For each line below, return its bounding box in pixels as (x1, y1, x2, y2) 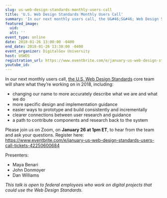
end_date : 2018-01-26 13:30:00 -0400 (5, 44, 83, 49)
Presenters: (5, 152, 29, 158)
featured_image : (5, 21, 39, 26)
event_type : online (5, 35, 46, 40)
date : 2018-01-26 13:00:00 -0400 (5, 40, 75, 45)
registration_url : (5, 58, 43, 63)
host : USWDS (5, 53, 30, 58)
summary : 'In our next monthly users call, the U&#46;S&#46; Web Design (5, 16, 159, 21)
